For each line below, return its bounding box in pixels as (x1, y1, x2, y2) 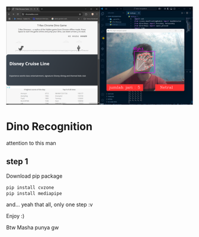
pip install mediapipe (6, 190, 62, 196)
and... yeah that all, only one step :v (6, 201, 93, 208)
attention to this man (6, 139, 56, 146)
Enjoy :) (6, 212, 25, 219)
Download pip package (6, 172, 63, 180)
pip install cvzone (6, 184, 54, 190)
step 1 (6, 156, 28, 166)
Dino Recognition (6, 120, 93, 133)
